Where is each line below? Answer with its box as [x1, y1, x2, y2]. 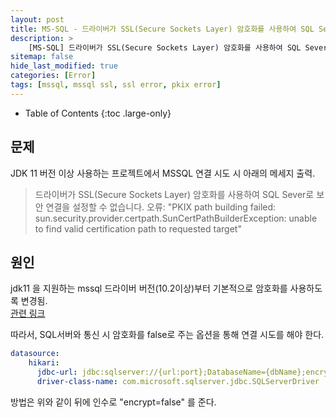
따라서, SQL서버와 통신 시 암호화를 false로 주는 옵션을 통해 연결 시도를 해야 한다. [10, 329, 325, 341]
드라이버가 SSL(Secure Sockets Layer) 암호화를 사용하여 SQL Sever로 [34, 188, 315, 200]
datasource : [10, 349, 60, 359]
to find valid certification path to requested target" [34, 222, 242, 235]
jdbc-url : [36, 367, 78, 378]
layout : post [10, 14, 65, 25]
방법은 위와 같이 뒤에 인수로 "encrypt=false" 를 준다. [10, 396, 217, 408]
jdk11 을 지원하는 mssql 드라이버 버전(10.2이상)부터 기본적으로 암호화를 [10, 282, 288, 295]
